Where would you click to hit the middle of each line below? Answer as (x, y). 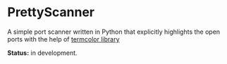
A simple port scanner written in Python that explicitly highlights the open (114, 32)
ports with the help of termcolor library (63, 39)
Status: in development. (42, 53)
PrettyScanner (51, 12)
